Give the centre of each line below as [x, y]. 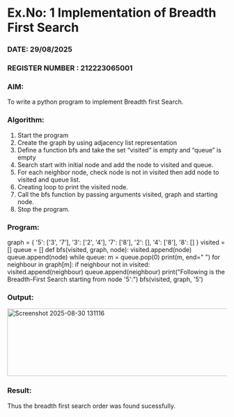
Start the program [43, 135]
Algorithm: [26, 120]
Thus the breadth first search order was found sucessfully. [92, 406]
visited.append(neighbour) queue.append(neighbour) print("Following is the [116, 272]
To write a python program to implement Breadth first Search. [95, 102]
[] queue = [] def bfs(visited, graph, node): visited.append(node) [100, 249]
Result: [19, 391]
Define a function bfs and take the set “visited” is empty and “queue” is [119, 150]
